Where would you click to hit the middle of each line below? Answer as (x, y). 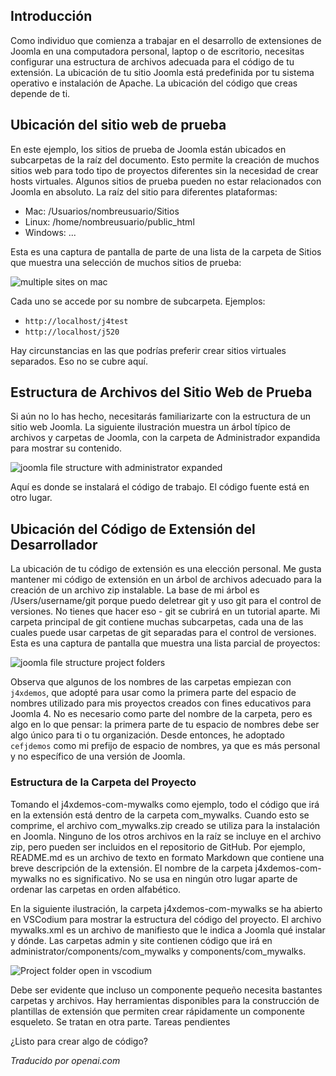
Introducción (51, 16)
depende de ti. (40, 93)
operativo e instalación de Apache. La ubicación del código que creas (154, 83)
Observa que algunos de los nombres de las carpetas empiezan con (151, 682)
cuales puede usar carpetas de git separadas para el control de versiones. (163, 633)
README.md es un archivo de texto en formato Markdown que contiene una (167, 857)
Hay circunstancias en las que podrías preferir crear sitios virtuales (148, 350)
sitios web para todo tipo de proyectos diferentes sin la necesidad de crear (164, 170)
